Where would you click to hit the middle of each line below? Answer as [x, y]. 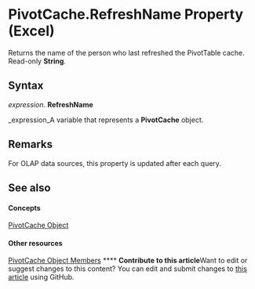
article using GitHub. [41, 277]
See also [29, 188]
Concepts [24, 208]
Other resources [35, 243]
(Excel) [31, 31]
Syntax [26, 86]
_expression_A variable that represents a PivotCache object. [106, 120]
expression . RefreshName [51, 104]
